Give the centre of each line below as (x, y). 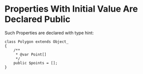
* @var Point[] (31, 55)
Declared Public (38, 19)
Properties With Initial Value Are (71, 9)
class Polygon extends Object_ (37, 42)
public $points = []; (35, 63)
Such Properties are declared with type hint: (49, 33)
